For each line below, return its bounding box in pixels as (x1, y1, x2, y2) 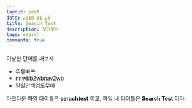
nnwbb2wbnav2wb (15, 74, 64, 82)
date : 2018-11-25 (6, 15, 51, 21)
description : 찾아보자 (6, 26, 60, 32)
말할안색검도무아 (15, 82, 55, 89)
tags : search (6, 32, 40, 38)
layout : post (6, 9, 40, 15)
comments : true (6, 37, 45, 43)
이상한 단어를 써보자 (6, 55, 54, 62)
